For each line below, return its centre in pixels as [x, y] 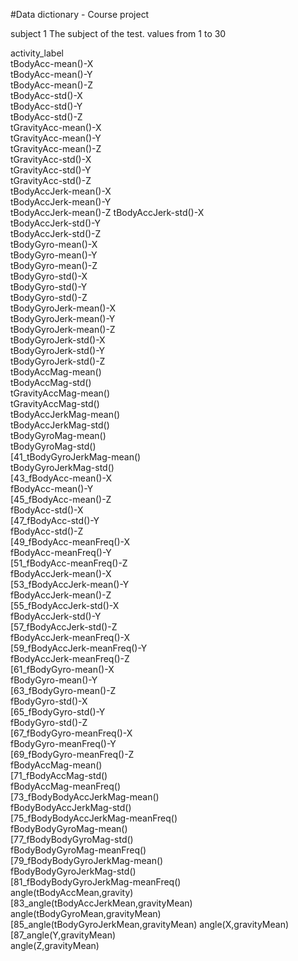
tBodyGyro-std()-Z [49, 297]
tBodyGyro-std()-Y [49, 287]
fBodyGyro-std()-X [49, 701]
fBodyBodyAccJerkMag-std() [71, 807]
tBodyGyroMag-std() [53, 446]
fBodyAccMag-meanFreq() [66, 786]
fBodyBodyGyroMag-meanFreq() [78, 850]
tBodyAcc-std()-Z [46, 117]
